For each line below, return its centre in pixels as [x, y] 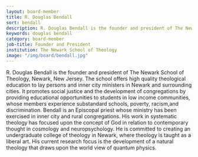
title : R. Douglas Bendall [39, 17]
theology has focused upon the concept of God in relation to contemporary [97, 122]
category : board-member [35, 39]
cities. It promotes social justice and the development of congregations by [96, 91]
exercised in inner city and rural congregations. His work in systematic [92, 116]
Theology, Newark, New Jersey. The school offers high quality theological [96, 78]
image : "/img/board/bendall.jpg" [47, 55]
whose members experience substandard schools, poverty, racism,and [92, 103]
